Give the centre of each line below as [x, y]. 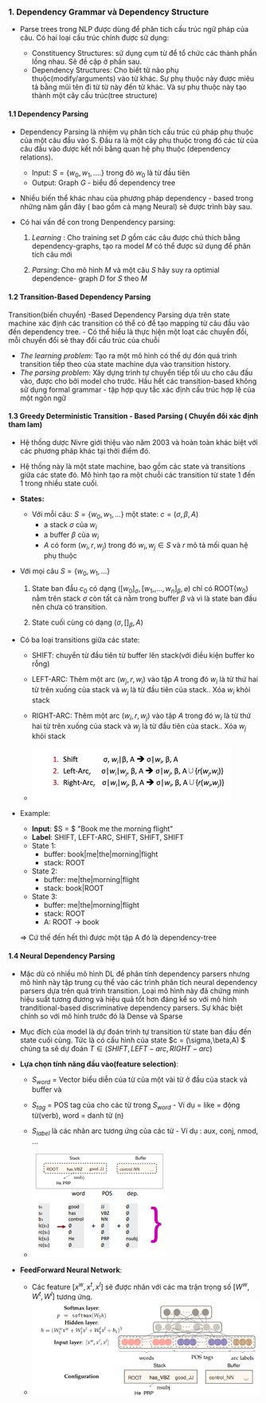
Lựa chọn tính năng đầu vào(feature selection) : [99, 1064]
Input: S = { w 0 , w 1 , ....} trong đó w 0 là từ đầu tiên [111, 173]
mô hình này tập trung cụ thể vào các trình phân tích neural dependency [138, 982]
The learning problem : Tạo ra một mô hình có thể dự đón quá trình [128, 355]
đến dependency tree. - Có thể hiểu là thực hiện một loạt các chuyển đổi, [129, 331]
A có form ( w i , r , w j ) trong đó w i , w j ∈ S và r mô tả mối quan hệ [146, 546]
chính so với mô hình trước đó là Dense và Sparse [101, 1016]
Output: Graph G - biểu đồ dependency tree [104, 183]
